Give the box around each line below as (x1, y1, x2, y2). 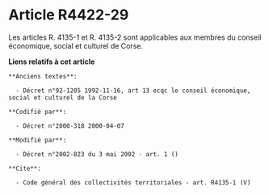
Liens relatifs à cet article (8, 57, 95, 66)
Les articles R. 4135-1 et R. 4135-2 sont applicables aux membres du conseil (8, 32, 262, 42)
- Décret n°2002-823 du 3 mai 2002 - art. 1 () (15, 150, 179, 159)
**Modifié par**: (8, 136, 67, 144)
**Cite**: (8, 164, 42, 172)
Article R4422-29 (8, 6, 129, 24)
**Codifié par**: (8, 108, 67, 116)
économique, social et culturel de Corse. (8, 40, 144, 50)
